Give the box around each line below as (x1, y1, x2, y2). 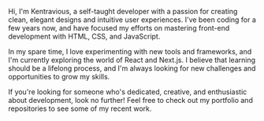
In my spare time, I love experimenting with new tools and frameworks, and (8, 47, 252, 56)
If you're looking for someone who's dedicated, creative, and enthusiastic (8, 87, 247, 97)
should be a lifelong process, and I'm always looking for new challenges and (8, 64, 256, 73)
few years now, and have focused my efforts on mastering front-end (8, 24, 230, 32)
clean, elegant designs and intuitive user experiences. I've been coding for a (8, 15, 256, 24)
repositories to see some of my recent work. (8, 104, 152, 113)
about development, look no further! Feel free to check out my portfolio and (8, 96, 254, 104)
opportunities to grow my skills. (8, 72, 110, 81)
